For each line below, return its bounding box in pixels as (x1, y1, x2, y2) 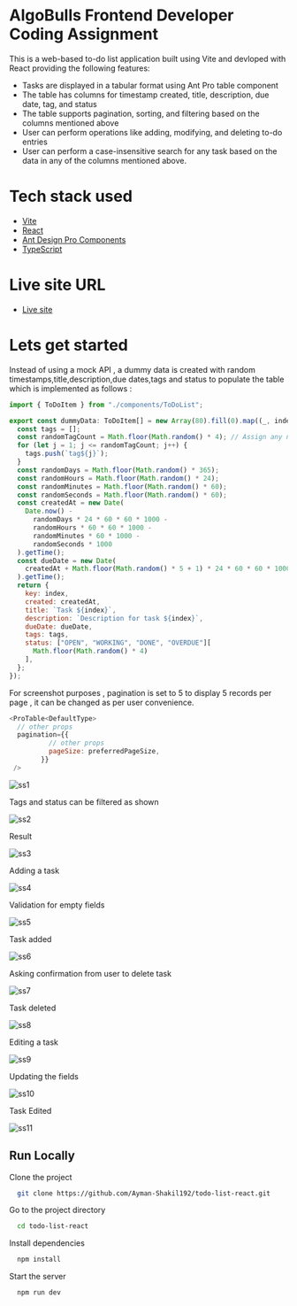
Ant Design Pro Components (21, 234, 126, 244)
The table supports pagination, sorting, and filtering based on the (21, 108, 260, 119)
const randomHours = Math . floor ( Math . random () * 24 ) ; (17, 474, 219, 483)
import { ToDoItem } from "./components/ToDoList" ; (9, 400, 203, 409)
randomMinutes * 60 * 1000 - (32, 531, 141, 540)
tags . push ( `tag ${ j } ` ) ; (25, 449, 109, 459)
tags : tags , (25, 630, 69, 639)
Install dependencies (9, 1238, 86, 1248)
